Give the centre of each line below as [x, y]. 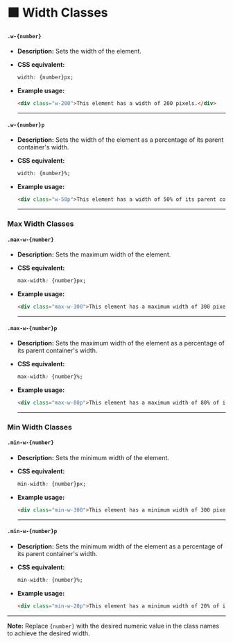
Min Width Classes [40, 427]
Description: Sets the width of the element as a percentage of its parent [120, 140]
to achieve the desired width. [49, 633]
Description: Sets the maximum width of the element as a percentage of [121, 343]
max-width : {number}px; [52, 281]
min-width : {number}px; [52, 484]
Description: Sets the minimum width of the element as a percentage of [120, 546]
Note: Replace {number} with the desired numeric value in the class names [113, 626]
